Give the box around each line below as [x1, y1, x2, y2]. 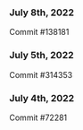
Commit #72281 [9, 112, 68, 123]
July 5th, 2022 [9, 49, 74, 62]
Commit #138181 [9, 27, 70, 38]
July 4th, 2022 [9, 91, 75, 104]
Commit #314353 [9, 69, 73, 80]
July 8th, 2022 [9, 6, 74, 19]
